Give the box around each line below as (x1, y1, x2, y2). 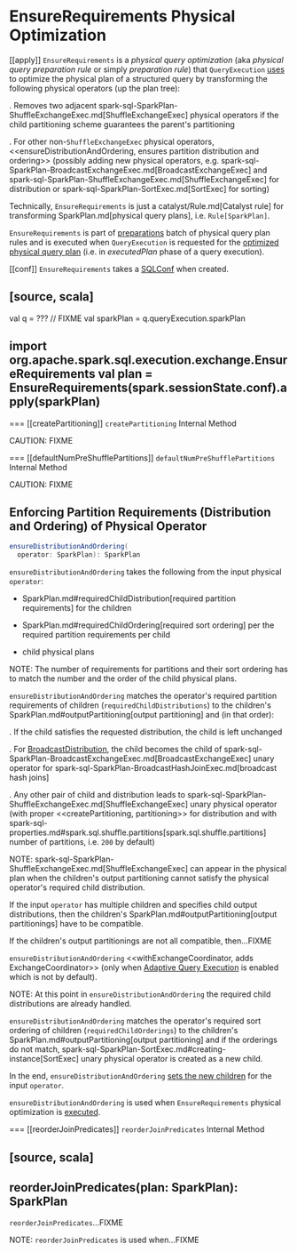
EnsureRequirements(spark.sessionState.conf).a (9, 381, 288, 396)
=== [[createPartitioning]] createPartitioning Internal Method (9, 418, 237, 429)
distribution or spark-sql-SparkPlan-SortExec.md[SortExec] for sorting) (9, 183, 270, 194)
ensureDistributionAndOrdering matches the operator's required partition (9, 691, 277, 702)
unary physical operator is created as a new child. (81, 1054, 263, 1064)
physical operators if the (190, 109, 279, 120)
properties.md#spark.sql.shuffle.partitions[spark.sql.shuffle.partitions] (9, 827, 267, 838)
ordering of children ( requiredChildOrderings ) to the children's (9, 1025, 238, 1036)
